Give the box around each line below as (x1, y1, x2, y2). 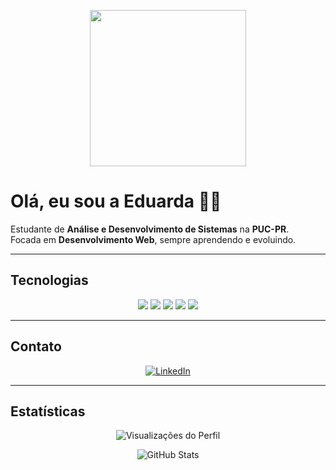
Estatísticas (10, 403, 86, 420)
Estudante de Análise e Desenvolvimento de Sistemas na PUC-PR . (10, 223, 290, 235)
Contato (10, 338, 62, 355)
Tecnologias (10, 272, 89, 289)
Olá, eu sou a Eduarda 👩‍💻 (10, 190, 222, 213)
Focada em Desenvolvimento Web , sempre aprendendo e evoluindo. (10, 233, 297, 245)
